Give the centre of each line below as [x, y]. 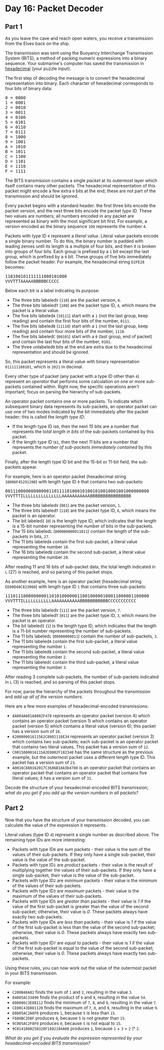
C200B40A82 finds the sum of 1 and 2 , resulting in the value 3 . [72, 992]
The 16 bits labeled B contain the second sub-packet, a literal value [79, 552]
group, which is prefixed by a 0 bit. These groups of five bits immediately [78, 257]
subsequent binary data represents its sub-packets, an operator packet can [81, 406]
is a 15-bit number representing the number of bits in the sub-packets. [83, 526]
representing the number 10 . [41, 547]
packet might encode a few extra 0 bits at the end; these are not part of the [81, 191]
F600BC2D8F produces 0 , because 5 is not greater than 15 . [69, 1018]
